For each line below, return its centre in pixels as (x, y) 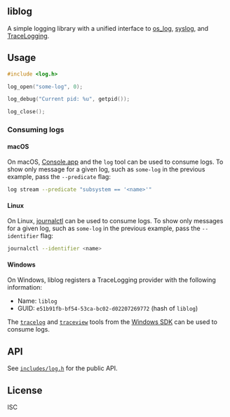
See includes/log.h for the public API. (62, 368)
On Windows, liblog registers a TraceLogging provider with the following (111, 280)
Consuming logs (36, 130)
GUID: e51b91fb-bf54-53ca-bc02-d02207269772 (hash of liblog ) (108, 309)
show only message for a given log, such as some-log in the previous (106, 169)
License (25, 390)
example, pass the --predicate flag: (59, 177)
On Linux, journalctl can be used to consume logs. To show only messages (115, 221)
